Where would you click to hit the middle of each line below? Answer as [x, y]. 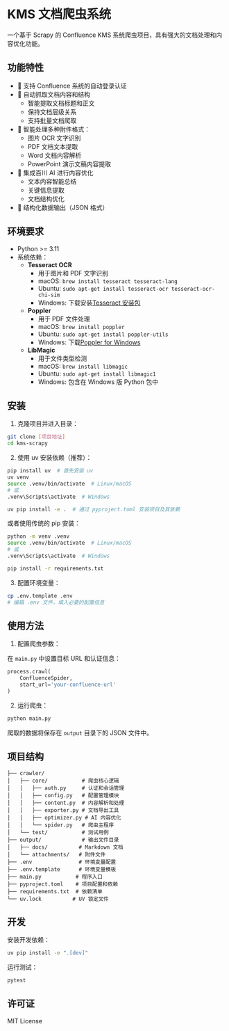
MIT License [25, 1021]
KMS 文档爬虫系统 [59, 14]
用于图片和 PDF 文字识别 [73, 273]
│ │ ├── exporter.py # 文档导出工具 [63, 810]
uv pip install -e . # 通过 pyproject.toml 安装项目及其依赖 [94, 509]
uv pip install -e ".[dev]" [48, 953]
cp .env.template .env [40, 596]
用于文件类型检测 [62, 358]
